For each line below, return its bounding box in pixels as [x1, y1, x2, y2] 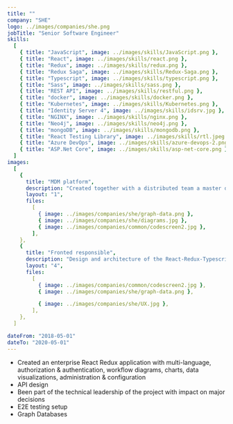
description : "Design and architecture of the [25, 256, 163, 263]
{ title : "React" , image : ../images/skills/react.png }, [19, 56, 188, 63]
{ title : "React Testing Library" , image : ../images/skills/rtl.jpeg [19, 133, 225, 140]
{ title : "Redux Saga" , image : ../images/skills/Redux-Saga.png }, [19, 68, 218, 75]
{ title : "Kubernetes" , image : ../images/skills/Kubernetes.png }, [19, 101, 218, 108]
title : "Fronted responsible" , [25, 250, 116, 256]
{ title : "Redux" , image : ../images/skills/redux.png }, [19, 62, 188, 69]
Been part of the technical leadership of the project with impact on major [17, 387, 225, 396]
